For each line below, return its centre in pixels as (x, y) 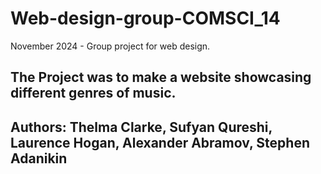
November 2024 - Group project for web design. (110, 46)
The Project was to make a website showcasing (161, 77)
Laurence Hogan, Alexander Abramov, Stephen (160, 142)
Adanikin (39, 158)
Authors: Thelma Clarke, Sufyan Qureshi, (141, 127)
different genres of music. (93, 93)
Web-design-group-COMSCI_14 (145, 18)
